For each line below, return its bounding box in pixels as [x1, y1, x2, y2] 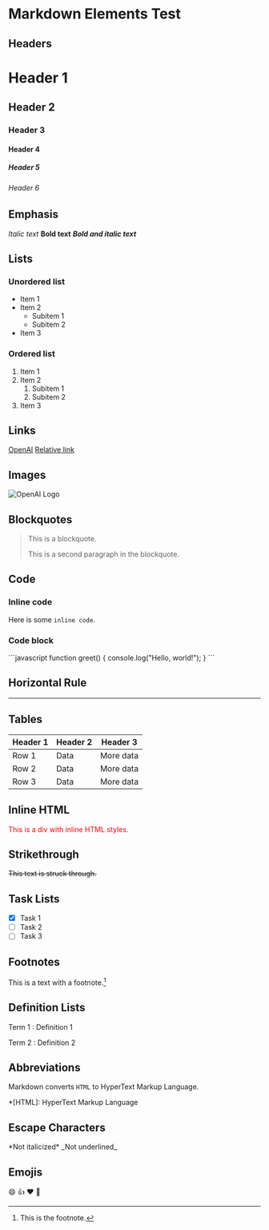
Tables [8, 713, 42, 726]
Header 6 [8, 183, 40, 192]
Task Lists [8, 892, 60, 906]
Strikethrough [8, 847, 80, 861]
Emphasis [8, 207, 58, 221]
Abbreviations [8, 1061, 81, 1074]
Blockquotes [8, 512, 73, 526]
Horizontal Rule [8, 676, 87, 689]
